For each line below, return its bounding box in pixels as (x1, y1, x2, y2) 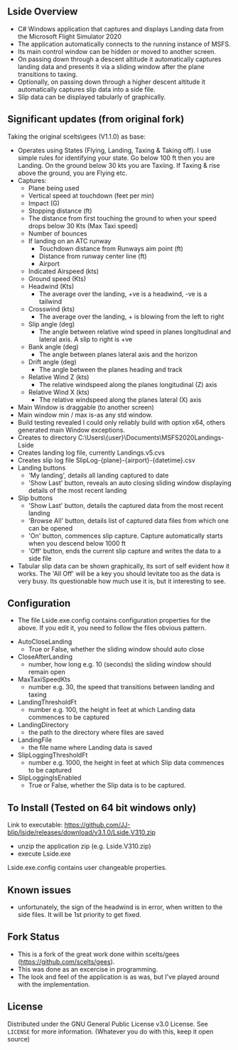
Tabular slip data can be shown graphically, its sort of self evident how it (17, 561, 229, 570)
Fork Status (7, 931, 60, 943)
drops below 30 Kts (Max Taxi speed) (28, 221, 139, 230)
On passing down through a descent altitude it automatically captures (17, 55, 222, 63)
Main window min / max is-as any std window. (17, 410, 153, 419)
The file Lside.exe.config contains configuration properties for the (17, 616, 211, 625)
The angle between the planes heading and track (38, 365, 183, 373)
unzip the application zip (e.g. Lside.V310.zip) (17, 842, 151, 851)
